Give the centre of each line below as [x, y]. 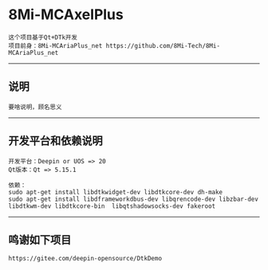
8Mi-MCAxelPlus [66, 15]
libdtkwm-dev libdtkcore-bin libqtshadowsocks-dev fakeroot [112, 206]
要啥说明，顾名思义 [35, 107]
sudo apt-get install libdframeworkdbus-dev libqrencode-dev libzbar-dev [134, 199]
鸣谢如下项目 [40, 239]
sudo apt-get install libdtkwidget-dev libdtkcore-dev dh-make [116, 192]
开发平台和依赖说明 [55, 141]
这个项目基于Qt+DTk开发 [43, 37]
